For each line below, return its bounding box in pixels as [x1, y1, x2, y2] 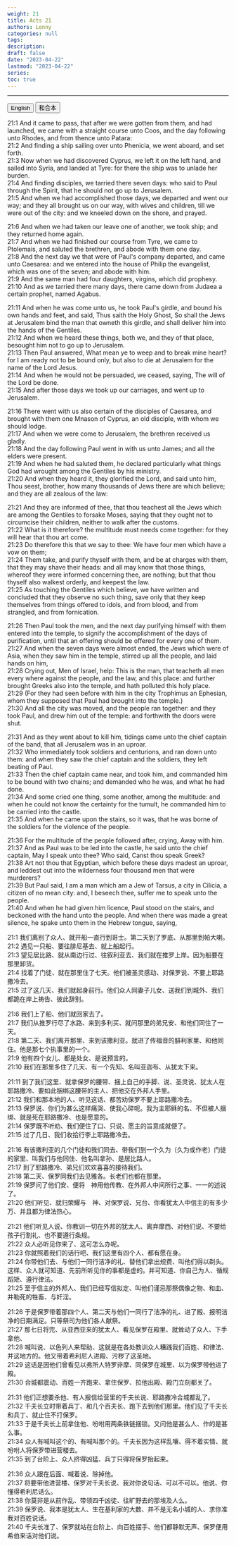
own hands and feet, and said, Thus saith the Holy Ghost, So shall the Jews [7, 311, 225, 319]
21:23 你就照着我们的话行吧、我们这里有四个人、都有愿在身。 [7, 1249, 185, 1257]
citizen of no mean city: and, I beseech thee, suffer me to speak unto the [7, 889, 218, 897]
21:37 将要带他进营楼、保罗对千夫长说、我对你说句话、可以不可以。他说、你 [7, 1478, 228, 1487]
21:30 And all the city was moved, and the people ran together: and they [7, 704, 216, 713]
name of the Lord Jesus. [7, 364, 79, 372]
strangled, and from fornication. [7, 608, 100, 617]
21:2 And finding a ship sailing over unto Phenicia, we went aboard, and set [7, 142, 225, 150]
